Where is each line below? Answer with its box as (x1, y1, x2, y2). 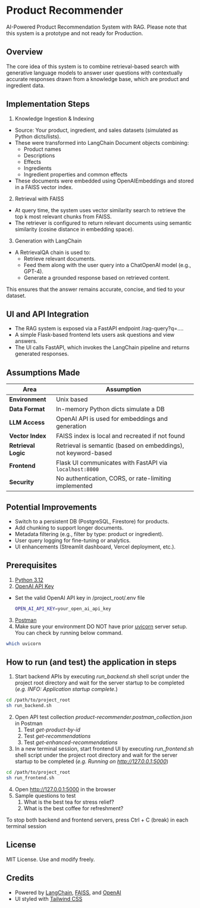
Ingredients (23, 165, 52, 172)
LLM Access (9, 419, 45, 427)
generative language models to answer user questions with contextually (6, 69, 183, 76)
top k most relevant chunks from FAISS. (14, 213, 112, 220)
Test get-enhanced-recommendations (23, 739, 118, 746)
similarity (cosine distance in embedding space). (14, 225, 134, 233)
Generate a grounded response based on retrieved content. (23, 274, 170, 281)
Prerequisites (6, 560, 57, 571)
